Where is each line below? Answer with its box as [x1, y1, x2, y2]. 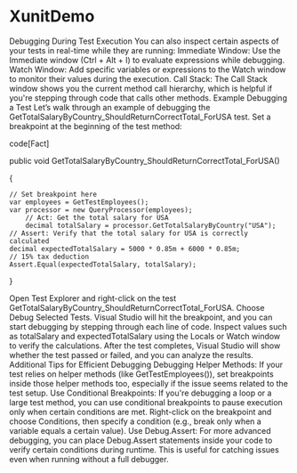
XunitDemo [9, 6, 95, 27]
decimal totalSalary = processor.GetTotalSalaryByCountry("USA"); [25, 221, 277, 230]
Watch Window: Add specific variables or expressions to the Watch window [9, 64, 286, 75]
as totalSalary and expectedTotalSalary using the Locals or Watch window [9, 330, 281, 341]
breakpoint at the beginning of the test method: [9, 120, 182, 131]
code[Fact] [9, 138, 50, 149]
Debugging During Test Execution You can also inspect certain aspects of [9, 36, 279, 46]
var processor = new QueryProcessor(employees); [9, 205, 193, 215]
